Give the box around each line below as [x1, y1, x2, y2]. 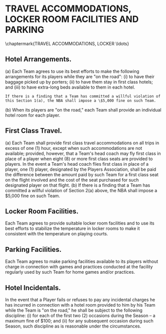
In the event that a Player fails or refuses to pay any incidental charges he [5, 297, 155, 303]
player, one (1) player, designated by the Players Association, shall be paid [5, 166, 156, 172]
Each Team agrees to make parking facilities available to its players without [5, 258, 159, 264]
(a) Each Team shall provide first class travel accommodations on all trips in [5, 140, 160, 146]
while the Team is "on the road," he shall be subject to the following [5, 307, 143, 313]
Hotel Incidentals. [5, 283, 61, 292]
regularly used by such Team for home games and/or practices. [5, 269, 135, 275]
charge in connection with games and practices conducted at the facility [5, 264, 153, 270]
